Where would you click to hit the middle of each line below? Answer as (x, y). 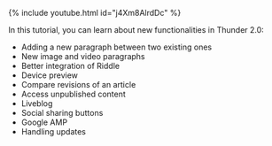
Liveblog (37, 104)
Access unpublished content (73, 94)
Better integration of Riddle (70, 66)
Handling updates (53, 131)
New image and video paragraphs (83, 56)
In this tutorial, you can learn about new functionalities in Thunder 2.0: (136, 30)
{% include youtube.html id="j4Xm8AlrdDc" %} (95, 13)
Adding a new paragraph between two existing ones (117, 47)
